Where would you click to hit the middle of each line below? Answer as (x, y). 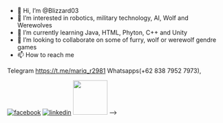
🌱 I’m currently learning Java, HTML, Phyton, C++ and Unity (102, 32)
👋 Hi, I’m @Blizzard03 (48, 11)
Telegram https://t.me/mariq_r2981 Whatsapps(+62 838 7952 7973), (104, 71)
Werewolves (35, 25)
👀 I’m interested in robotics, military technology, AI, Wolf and (103, 18)
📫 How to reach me (45, 55)
